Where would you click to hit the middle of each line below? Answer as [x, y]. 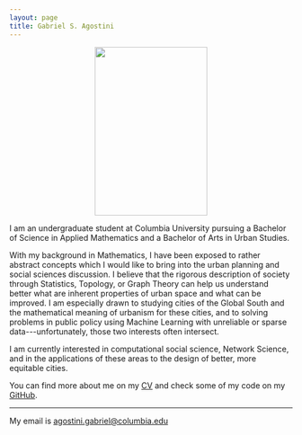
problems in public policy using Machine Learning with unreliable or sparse [148, 322]
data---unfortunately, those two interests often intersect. [115, 331]
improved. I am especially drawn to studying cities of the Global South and [147, 303]
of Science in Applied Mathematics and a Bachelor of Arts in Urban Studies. [150, 237]
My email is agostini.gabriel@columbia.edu [89, 421]
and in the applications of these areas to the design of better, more [133, 358]
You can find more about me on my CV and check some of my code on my [147, 385]
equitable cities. [39, 368]
